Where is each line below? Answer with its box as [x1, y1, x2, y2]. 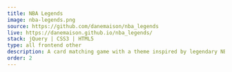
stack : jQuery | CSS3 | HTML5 [7, 36, 95, 43]
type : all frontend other [7, 42, 81, 49]
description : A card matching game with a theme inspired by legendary [7, 49, 217, 56]
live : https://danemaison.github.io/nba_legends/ [7, 29, 153, 36]
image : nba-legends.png [7, 16, 76, 23]
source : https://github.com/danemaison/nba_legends [7, 23, 159, 29]
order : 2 [7, 55, 32, 62]
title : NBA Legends [7, 10, 64, 17]
